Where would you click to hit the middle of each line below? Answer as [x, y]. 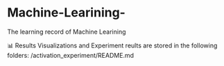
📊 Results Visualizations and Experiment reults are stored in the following [112, 45]
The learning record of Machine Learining [67, 32]
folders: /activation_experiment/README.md [70, 55]
